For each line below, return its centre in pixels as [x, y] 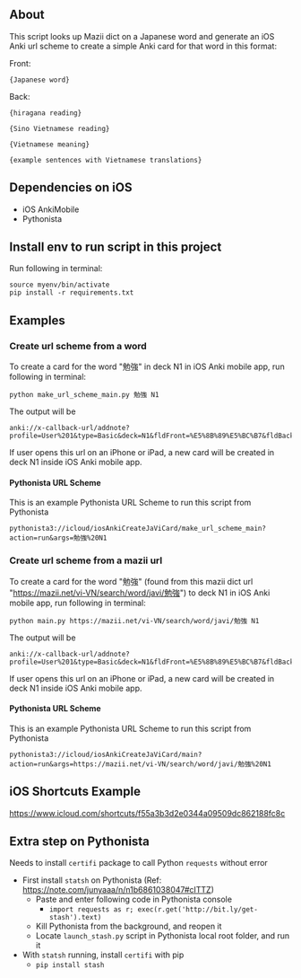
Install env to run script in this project [116, 247]
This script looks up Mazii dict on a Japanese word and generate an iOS [142, 36]
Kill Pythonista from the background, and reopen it [129, 926]
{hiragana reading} [46, 113]
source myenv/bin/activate [60, 285]
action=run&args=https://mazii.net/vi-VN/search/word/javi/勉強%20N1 [140, 764]
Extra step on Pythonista [80, 842]
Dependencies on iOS [71, 188]
